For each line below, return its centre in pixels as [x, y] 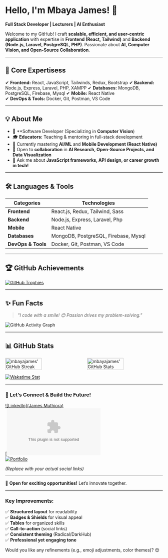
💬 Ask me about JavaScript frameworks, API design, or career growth [86, 160]
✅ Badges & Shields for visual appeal [44, 517]
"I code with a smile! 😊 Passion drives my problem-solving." [80, 315]
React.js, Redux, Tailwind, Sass [87, 211]
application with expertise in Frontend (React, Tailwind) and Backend [78, 39]
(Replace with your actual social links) [44, 469]
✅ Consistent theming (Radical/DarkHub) [48, 534]
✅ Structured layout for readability [41, 512]
